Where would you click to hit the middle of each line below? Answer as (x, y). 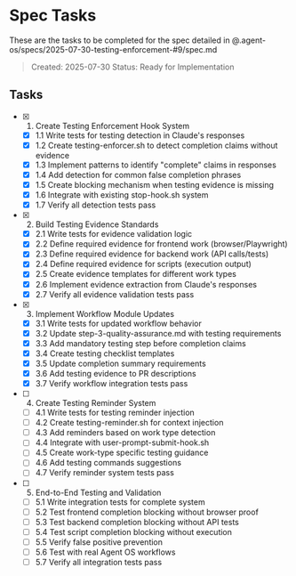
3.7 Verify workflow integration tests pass (112, 383)
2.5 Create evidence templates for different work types (136, 274)
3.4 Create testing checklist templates (105, 353)
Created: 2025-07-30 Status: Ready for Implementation (132, 67)
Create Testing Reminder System (96, 403)
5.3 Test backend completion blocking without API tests (137, 522)
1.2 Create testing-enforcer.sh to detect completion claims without (156, 145)
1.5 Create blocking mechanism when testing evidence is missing (154, 185)
